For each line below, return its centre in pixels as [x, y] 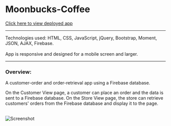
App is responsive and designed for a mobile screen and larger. [72, 54]
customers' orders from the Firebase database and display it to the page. [82, 103]
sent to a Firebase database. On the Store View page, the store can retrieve [84, 98]
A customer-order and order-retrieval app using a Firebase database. [78, 83]
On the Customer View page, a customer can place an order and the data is [84, 93]
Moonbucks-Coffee [48, 9]
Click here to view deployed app [39, 23]
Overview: [18, 72]
